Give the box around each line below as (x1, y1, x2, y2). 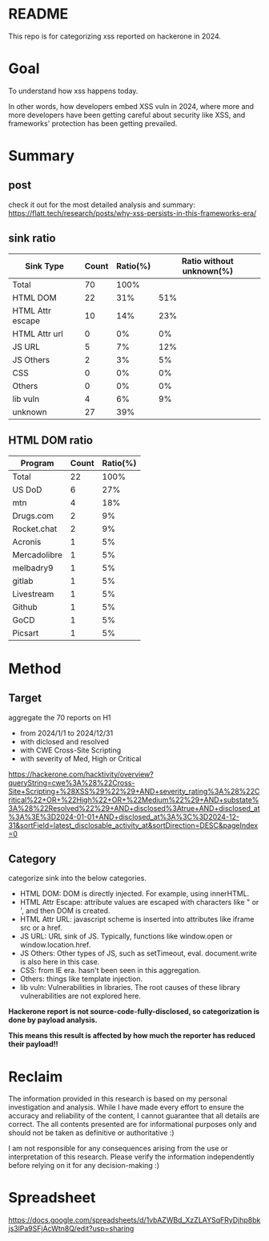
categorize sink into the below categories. (8, 874, 147, 883)
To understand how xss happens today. (8, 86, 139, 95)
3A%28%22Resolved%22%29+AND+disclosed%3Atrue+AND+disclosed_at (8, 803, 260, 813)
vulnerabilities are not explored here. (19, 992, 142, 1001)
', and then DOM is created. (19, 906, 110, 915)
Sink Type (25, 260, 64, 271)
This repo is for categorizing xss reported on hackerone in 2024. (8, 31, 222, 41)
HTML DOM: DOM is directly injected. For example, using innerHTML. (19, 889, 250, 898)
